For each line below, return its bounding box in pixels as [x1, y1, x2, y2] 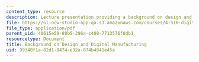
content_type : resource [6, 8, 65, 15]
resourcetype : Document [6, 36, 65, 42]
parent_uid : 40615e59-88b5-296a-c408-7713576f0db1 [6, 31, 134, 37]
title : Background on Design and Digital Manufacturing [6, 42, 147, 48]
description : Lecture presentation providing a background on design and [6, 14, 192, 20]
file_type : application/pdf [6, 25, 76, 31]
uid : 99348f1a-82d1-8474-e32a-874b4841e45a [6, 47, 115, 53]
